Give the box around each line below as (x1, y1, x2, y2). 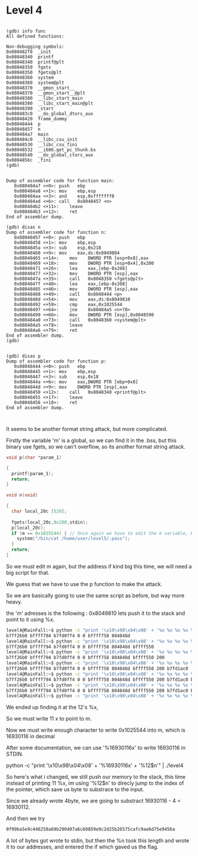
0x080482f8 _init (6, 48, 51, 55)
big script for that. (6, 569, 50, 576)
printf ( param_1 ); (11, 470, 54, 476)
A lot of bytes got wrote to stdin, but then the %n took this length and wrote (6, 837, 190, 844)
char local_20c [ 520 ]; (11, 508, 67, 515)
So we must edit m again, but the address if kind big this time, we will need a (6, 562, 192, 569)
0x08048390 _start (6, 106, 54, 111)
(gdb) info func (6, 28, 46, 34)
